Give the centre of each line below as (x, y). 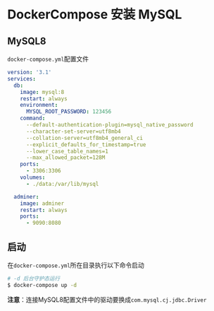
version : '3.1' (30, 72)
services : (22, 78)
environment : (39, 105)
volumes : (33, 177)
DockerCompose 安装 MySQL (95, 14)
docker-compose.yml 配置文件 (48, 59)
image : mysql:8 (42, 92)
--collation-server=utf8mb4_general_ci (84, 138)
